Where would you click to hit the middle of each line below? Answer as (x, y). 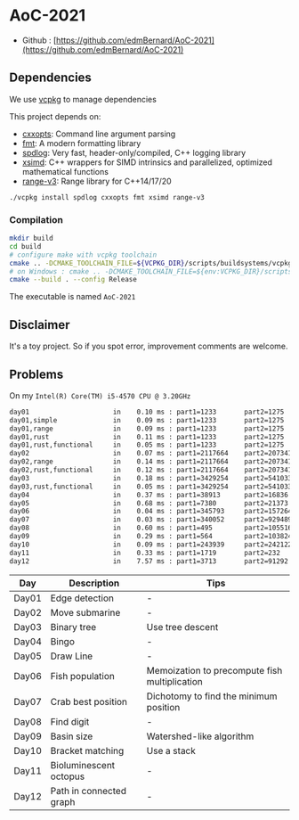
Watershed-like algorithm (200, 736)
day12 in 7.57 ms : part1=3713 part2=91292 (149, 561)
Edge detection (82, 598)
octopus (68, 776)
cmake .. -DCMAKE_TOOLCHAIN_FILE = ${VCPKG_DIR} (97, 263)
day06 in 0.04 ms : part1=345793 (117, 512)
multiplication (174, 681)
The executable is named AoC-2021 (73, 297)
